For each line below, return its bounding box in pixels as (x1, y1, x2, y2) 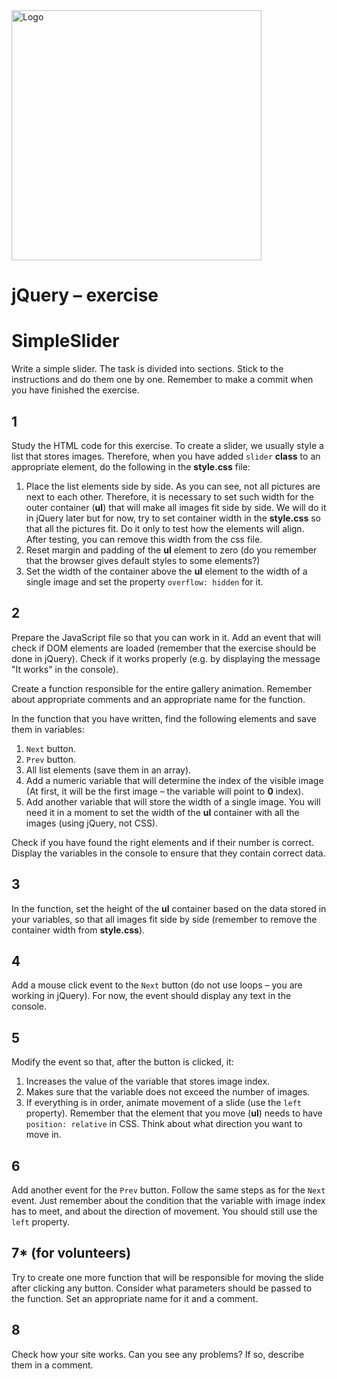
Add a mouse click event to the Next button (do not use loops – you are (11, 979, 303, 991)
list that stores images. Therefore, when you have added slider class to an (11, 450, 321, 462)
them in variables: (11, 723, 85, 735)
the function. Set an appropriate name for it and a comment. (11, 1292, 259, 1304)
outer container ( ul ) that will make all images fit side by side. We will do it (25, 501, 327, 513)
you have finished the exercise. (11, 384, 140, 396)
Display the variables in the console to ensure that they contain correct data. (11, 847, 326, 859)
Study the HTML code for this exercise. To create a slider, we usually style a (11, 439, 324, 451)
